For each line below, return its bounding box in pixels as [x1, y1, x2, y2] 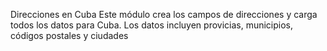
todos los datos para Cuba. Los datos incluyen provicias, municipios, [10, 19, 294, 31]
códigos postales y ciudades [10, 30, 129, 41]
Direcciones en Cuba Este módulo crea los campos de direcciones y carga [10, 9, 318, 20]
